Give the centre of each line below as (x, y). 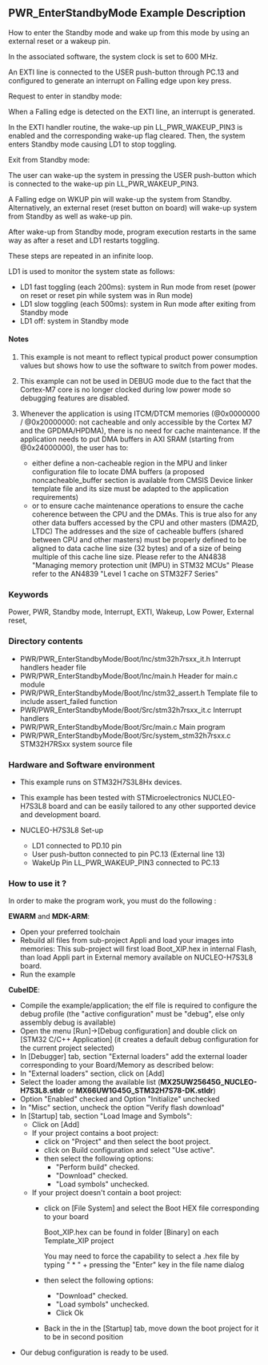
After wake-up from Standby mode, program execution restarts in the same (132, 232)
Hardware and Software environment (82, 764)
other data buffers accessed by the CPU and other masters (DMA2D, (145, 523)
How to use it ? (37, 883)
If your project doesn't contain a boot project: (107, 1193)
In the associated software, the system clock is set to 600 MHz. (113, 56)
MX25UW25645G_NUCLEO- (208, 1082)
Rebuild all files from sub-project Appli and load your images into (127, 940)
